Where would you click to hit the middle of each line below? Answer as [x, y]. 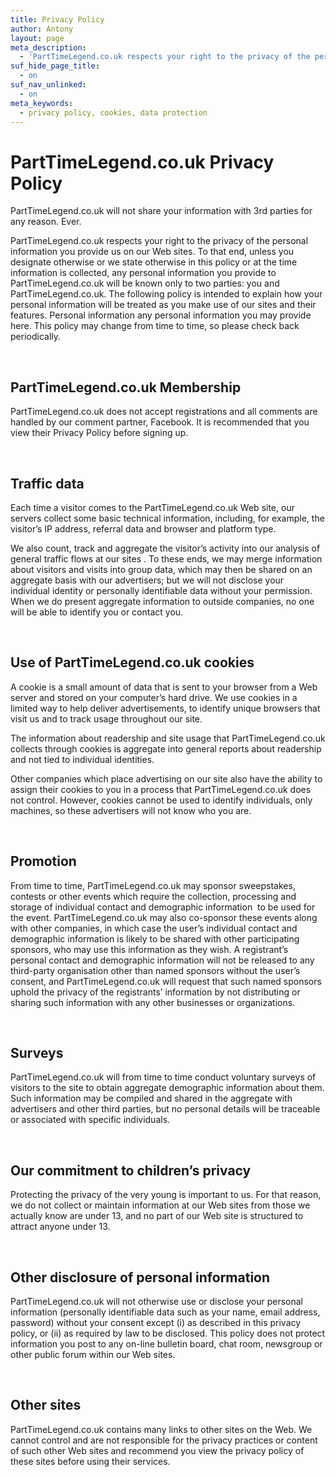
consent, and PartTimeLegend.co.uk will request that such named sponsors [166, 981]
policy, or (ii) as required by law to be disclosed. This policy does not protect [168, 1333]
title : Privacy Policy [57, 19]
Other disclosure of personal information [140, 1277]
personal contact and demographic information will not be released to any [162, 960]
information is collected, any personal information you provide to [143, 273]
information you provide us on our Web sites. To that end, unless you [152, 252]
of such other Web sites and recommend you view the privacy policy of [157, 1450]
